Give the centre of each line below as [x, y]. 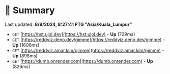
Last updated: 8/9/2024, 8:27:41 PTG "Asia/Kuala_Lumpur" [68, 24]
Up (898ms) [25, 56]
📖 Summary [30, 10]
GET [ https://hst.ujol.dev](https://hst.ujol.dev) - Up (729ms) [74, 34]
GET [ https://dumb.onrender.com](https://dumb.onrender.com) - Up [82, 61]
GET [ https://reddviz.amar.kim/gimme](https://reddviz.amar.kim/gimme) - [88, 50]
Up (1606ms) [26, 45]
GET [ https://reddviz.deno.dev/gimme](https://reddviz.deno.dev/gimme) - [89, 40]
